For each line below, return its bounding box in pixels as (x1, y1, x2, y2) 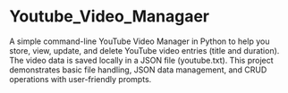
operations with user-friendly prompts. (9, 73, 152, 84)
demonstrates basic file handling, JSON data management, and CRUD (9, 64, 267, 75)
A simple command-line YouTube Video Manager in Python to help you (9, 36, 270, 46)
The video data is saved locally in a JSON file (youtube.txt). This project (9, 55, 275, 65)
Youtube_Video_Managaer (9, 6, 210, 27)
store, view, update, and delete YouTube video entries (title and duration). (9, 45, 280, 55)
